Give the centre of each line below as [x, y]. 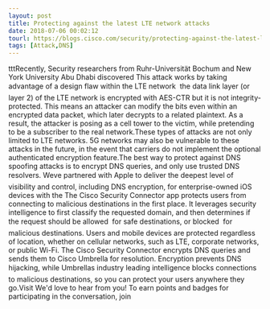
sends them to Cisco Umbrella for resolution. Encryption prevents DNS [125, 259]
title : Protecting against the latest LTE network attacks [109, 23]
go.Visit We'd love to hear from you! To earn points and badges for [119, 288]
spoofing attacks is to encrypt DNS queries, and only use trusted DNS [124, 167]
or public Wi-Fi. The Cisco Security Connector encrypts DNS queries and [129, 250]
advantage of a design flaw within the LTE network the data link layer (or [129, 86]
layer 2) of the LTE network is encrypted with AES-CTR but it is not [119, 98]
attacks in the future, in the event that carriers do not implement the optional [135, 149]
